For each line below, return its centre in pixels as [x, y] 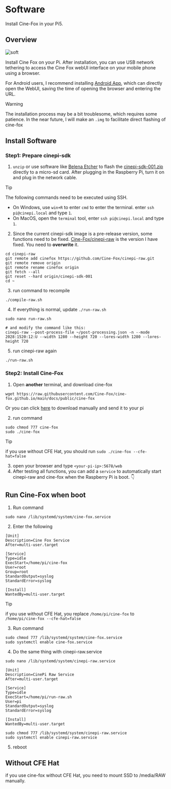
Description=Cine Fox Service [38, 540]
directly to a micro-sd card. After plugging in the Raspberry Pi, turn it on [89, 172]
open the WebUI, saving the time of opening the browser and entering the [83, 88]
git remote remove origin [33, 263]
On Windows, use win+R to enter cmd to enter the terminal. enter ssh [83, 208]
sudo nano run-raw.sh [28, 319]
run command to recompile [41, 291]
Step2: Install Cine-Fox [34, 373]
